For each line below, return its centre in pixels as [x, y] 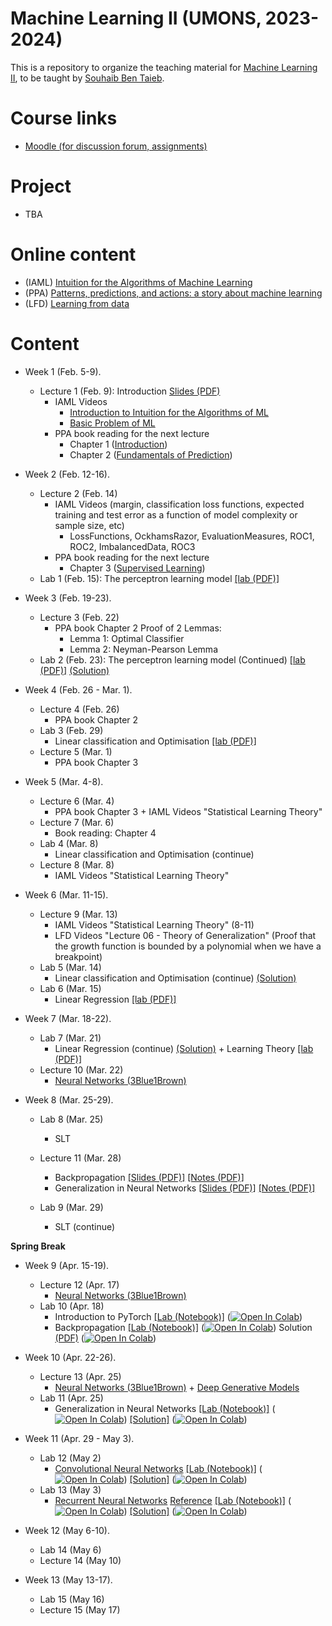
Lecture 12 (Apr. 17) [79, 1284]
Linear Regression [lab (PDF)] [115, 999]
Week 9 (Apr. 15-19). [67, 1265]
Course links [64, 118]
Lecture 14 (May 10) [80, 1560]
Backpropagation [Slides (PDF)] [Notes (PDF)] [149, 1177]
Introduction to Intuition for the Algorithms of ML [169, 412]
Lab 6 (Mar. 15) [70, 988]
